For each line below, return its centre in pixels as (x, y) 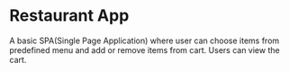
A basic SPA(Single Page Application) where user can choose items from (144, 40)
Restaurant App (69, 16)
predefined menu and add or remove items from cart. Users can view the (145, 49)
